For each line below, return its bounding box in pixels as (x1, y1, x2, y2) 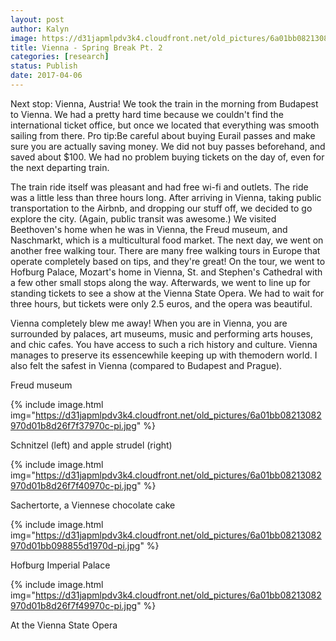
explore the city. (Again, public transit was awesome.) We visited (10, 212, 277, 225)
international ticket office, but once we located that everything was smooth (10, 119, 320, 131)
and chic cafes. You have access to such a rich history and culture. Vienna (10, 338, 318, 350)
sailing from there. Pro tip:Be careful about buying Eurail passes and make (10, 129, 316, 141)
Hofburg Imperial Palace (10, 559, 111, 571)
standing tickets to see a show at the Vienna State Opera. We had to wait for (10, 287, 325, 299)
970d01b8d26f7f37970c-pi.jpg (10, 419, 137, 431)
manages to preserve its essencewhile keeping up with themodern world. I (10, 349, 318, 361)
